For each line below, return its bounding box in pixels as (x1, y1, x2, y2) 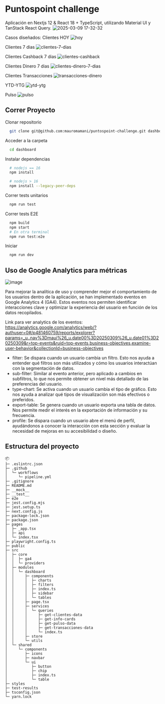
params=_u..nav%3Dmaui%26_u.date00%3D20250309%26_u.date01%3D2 (5, 335, 159, 341)
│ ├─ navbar (5, 655, 45, 660)
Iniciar (5, 243, 18, 249)
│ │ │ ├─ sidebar (5, 591, 54, 596)
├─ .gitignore (5, 479, 34, 483)
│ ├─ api (5, 530, 26, 535)
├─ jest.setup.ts (5, 505, 41, 510)
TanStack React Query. (5, 25, 52, 31)
